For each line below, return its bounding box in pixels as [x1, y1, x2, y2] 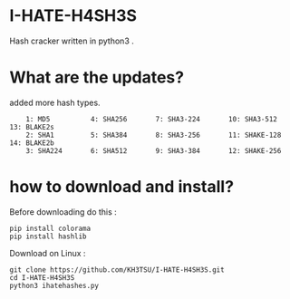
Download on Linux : [9, 247, 86, 258]
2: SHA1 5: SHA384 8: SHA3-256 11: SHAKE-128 [25, 130, 282, 140]
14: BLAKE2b [9, 138, 54, 148]
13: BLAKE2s [9, 122, 54, 131]
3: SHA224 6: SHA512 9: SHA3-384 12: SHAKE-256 [25, 146, 282, 155]
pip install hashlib [9, 232, 88, 241]
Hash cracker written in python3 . [9, 35, 134, 46]
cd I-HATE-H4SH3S [9, 273, 75, 282]
